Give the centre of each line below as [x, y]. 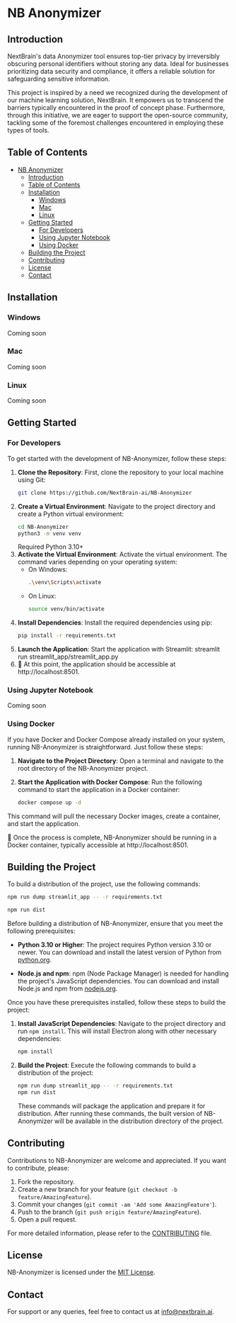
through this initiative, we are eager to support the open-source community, [118, 115]
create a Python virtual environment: [71, 514]
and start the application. [43, 823]
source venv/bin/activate [66, 609]
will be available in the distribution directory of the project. [139, 1121]
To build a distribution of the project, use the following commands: [104, 884]
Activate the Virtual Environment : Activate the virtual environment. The [122, 554]
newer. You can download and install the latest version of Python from [119, 952]
